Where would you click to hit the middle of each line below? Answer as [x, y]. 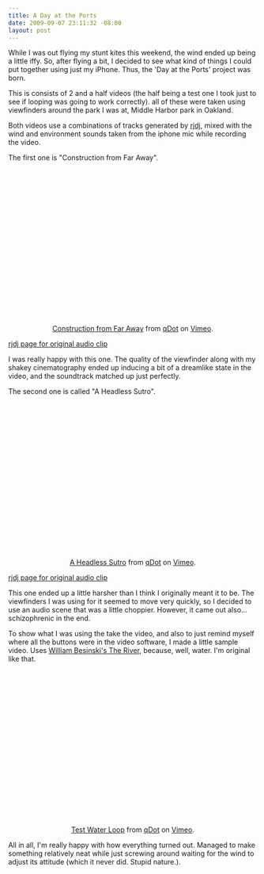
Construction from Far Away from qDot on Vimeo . [133, 329]
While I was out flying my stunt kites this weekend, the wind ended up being [132, 53]
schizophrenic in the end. [49, 618]
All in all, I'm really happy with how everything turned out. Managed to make [132, 845]
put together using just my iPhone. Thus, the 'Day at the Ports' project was [130, 70]
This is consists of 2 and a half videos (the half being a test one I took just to [132, 94]
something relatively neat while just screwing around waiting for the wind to [131, 853]
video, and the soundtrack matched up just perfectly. [94, 376]
